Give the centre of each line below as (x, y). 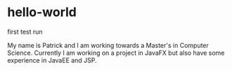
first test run (25, 32)
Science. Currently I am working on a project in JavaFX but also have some (116, 53)
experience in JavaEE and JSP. (52, 60)
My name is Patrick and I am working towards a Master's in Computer (108, 45)
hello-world (42, 12)
